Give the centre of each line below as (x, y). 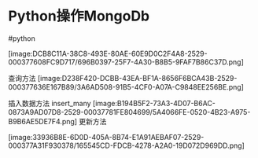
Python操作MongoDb (79, 16)
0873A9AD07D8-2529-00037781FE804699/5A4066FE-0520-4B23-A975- (129, 112)
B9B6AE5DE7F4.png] (42, 121)
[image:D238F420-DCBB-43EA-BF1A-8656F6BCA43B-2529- (137, 78)
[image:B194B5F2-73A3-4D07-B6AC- (155, 103)
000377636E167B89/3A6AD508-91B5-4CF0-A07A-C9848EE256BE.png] (126, 86)
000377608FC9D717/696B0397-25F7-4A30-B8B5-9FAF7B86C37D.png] (126, 62)
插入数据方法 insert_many (50, 103)
